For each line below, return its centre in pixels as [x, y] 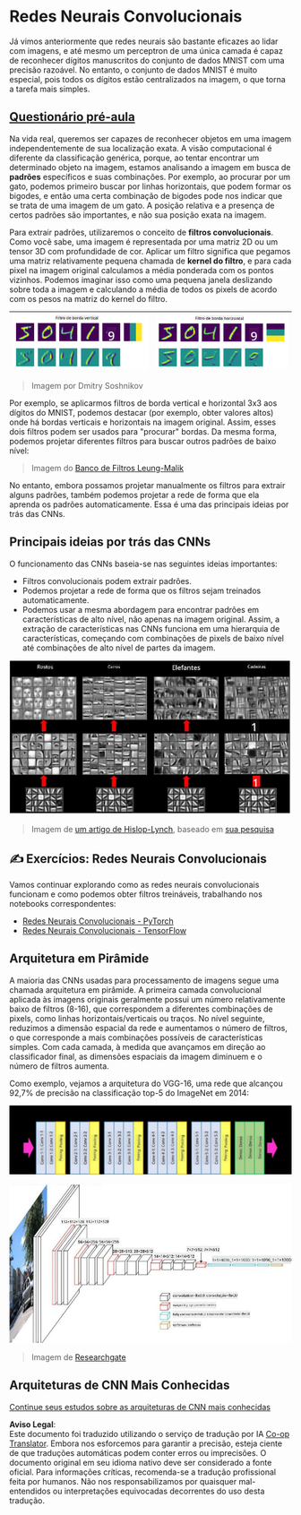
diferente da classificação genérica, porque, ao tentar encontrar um [134, 158]
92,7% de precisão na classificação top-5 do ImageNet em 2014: [129, 1093]
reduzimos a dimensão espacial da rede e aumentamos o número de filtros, [149, 1028]
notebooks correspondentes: [63, 903]
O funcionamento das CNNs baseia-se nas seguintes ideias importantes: [143, 564]
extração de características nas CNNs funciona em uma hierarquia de [151, 628]
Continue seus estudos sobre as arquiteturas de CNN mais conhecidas [140, 1407]
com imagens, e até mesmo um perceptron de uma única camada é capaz [146, 50]
